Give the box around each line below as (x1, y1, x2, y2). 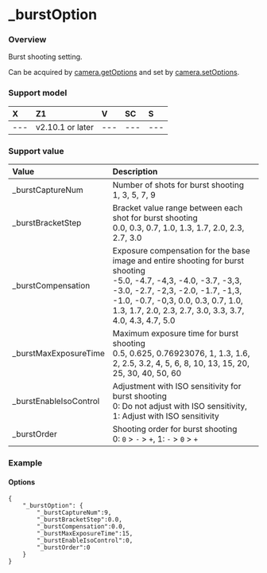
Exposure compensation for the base (112, 245, 250, 257)
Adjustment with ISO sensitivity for (112, 381, 242, 392)
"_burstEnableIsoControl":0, (37, 536, 133, 545)
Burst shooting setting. (8, 52, 83, 61)
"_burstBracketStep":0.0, (37, 516, 123, 524)
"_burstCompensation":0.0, (37, 523, 126, 531)
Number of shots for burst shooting (112, 179, 245, 190)
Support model (8, 88, 68, 99)
